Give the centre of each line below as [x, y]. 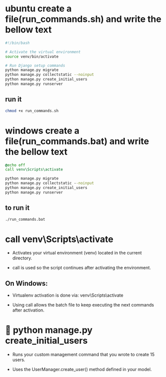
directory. [22, 258]
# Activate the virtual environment [43, 52]
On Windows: [27, 283]
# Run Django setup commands [35, 65]
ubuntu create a [38, 9]
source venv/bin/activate [32, 57]
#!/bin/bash [17, 43]
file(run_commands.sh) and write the [83, 19]
